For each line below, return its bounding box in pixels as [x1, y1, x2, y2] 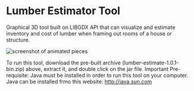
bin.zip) [6, 65, 25, 72]
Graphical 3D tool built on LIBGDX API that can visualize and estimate [6, 24, 176, 31]
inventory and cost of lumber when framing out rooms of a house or [6, 30, 172, 37]
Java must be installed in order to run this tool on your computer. [30, 71, 189, 79]
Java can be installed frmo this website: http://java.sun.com [6, 78, 152, 85]
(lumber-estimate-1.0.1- [122, 59, 179, 66]
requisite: [6, 71, 29, 79]
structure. [6, 36, 30, 43]
